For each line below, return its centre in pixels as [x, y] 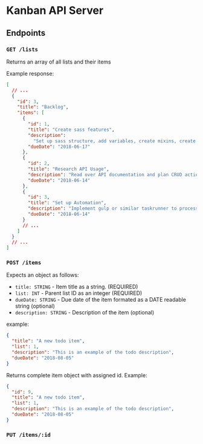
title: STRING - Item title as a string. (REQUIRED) [76, 287]
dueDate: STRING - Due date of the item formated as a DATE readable [100, 300]
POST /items [24, 263]
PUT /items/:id [29, 435]
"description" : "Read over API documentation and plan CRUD [105, 174]
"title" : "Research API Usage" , [69, 169]
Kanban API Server [55, 11]
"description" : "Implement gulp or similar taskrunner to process [113, 209]
